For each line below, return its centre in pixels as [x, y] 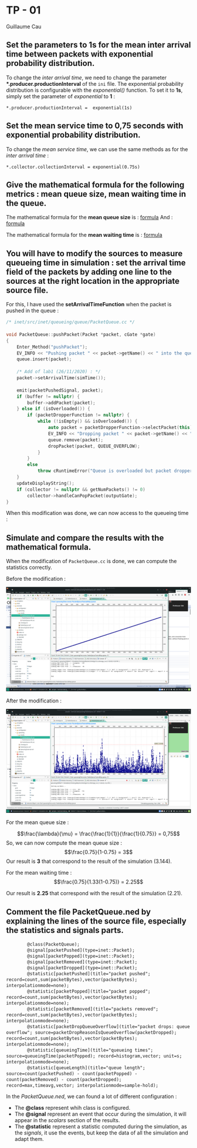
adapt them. [29, 1139]
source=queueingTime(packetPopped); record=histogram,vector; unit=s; [94, 1056]
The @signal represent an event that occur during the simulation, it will [100, 1114]
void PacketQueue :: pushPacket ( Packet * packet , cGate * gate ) [81, 334]
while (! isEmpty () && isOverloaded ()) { [87, 421]
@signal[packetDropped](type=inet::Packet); [82, 968]
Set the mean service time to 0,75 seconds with [95, 126]
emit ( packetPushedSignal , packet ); [60, 390]
